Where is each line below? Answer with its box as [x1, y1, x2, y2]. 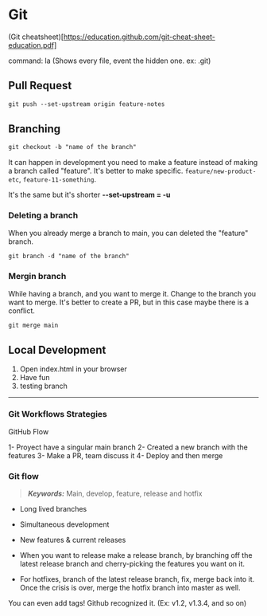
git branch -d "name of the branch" [8, 252, 130, 260]
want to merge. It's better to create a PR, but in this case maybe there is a [8, 297, 249, 307]
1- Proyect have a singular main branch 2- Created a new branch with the [8, 442, 248, 452]
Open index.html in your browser [19, 364, 127, 374]
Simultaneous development [19, 520, 110, 529]
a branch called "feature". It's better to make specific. [8, 166, 184, 176]
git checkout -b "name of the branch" [8, 143, 137, 151]
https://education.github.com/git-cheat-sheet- [63, 32, 216, 41]
